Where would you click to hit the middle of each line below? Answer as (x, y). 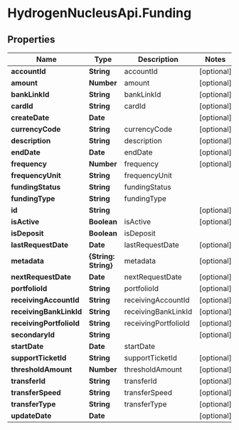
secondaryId (33, 335)
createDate (30, 117)
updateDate (31, 416)
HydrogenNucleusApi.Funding (100, 13)
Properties (31, 40)
